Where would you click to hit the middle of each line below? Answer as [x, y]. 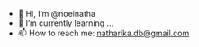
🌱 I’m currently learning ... [66, 23]
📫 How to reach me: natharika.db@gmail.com [104, 33]
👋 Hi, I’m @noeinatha [57, 14]
